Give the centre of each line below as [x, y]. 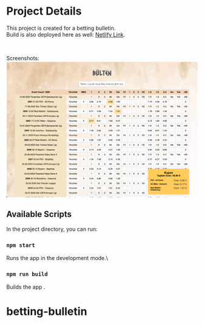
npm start [21, 245]
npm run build [27, 274]
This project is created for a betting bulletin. [61, 28]
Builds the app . [26, 287]
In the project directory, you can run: [52, 229]
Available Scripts [39, 214]
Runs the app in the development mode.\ [57, 258]
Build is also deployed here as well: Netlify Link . [66, 34]
